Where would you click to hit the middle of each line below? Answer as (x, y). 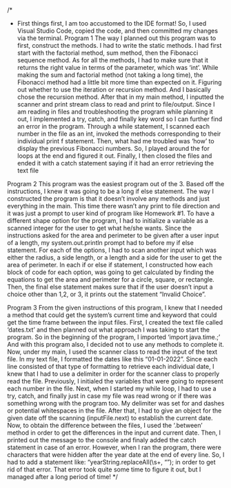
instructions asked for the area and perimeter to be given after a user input (113, 235)
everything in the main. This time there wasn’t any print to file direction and (114, 206)
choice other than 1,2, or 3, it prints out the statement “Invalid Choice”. (107, 294)
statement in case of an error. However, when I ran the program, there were (114, 447)
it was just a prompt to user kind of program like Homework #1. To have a (111, 213)
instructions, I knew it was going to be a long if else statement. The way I (111, 191)
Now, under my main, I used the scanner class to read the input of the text (112, 352)
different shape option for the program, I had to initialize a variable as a (108, 220)
